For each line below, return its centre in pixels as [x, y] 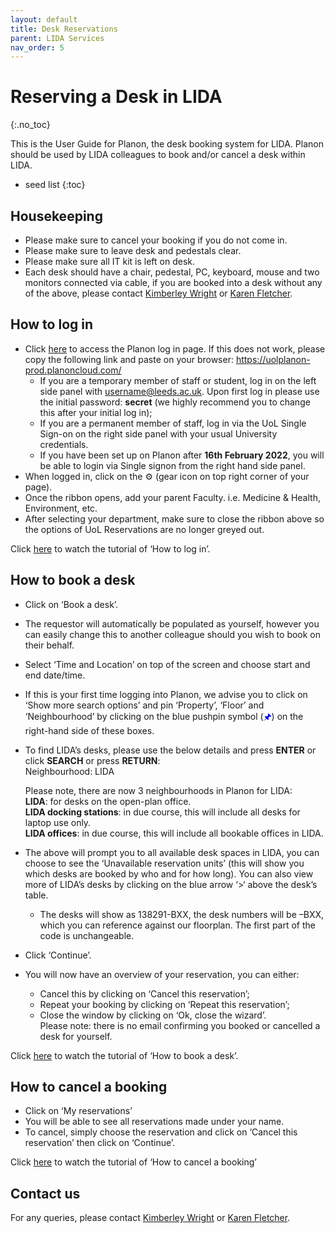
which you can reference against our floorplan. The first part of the [177, 925]
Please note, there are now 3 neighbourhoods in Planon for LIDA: [158, 790]
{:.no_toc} [30, 125]
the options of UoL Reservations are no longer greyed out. [144, 529]
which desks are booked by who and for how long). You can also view [169, 873]
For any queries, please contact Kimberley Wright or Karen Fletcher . [150, 1218]
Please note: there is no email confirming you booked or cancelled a [180, 1025]
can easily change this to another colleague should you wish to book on [173, 634]
